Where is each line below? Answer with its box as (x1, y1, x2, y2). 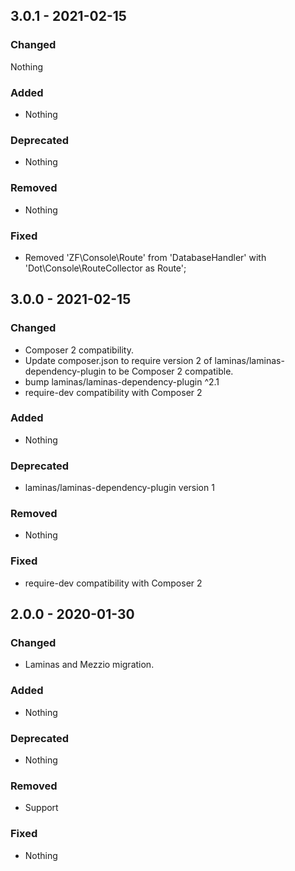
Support (24, 802, 59, 814)
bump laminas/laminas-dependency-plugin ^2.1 (24, 375, 220, 388)
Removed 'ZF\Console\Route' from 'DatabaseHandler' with (24, 251, 267, 263)
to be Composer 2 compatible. (108, 365, 234, 377)
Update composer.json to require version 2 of (24, 354, 213, 366)
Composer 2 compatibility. (24, 344, 134, 356)
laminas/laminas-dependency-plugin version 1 (24, 482, 215, 494)
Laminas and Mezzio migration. (24, 659, 155, 671)
